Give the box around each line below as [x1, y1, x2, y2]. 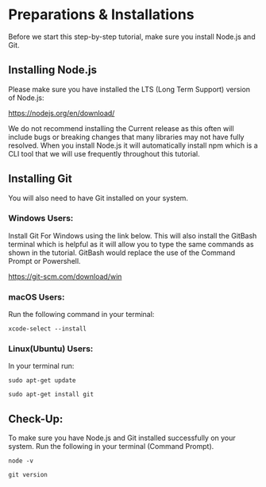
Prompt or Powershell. [8, 256, 81, 265]
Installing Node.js [8, 64, 98, 77]
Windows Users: [8, 213, 74, 224]
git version [8, 471, 48, 479]
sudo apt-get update [8, 377, 77, 385]
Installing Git [8, 172, 73, 186]
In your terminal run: [8, 361, 75, 371]
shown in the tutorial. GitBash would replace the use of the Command [8, 248, 236, 257]
